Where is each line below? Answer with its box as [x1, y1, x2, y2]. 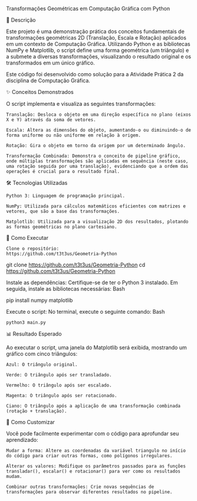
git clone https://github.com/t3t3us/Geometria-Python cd [6, 261, 146, 268]
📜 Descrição [6, 17, 36, 23]
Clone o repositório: [6, 246, 60, 252]
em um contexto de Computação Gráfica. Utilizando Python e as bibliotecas [6, 41, 191, 47]
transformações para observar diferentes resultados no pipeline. [6, 489, 173, 495]
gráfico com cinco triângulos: [6, 350, 78, 357]
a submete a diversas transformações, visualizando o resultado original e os [6, 53, 192, 60]
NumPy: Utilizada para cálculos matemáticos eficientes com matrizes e [6, 203, 186, 209]
